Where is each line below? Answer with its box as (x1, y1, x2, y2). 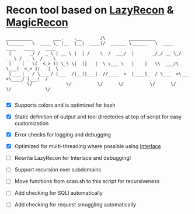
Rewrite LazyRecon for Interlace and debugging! (14, 155, 131, 162)
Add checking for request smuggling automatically (14, 201, 136, 208)
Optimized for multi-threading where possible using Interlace (14, 143, 162, 150)
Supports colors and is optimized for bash (14, 101, 116, 108)
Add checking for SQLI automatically (14, 190, 103, 197)
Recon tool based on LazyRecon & (6, 3, 174, 17)
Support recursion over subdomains (14, 166, 102, 173)
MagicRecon (6, 16, 68, 29)
